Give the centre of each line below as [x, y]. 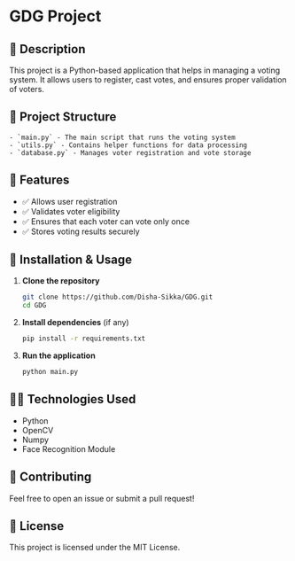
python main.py [50, 372]
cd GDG [34, 306]
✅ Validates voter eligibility [71, 211]
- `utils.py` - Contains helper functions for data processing [128, 145]
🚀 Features [39, 180]
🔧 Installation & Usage [71, 260]
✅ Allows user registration [70, 201]
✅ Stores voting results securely [81, 231]
